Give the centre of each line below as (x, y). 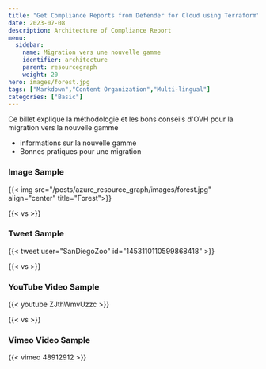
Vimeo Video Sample (49, 340)
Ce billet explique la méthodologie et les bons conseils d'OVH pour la (121, 119)
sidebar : (30, 45)
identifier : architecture (65, 60)
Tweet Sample (36, 233)
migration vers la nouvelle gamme (63, 128)
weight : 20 (40, 75)
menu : (17, 38)
